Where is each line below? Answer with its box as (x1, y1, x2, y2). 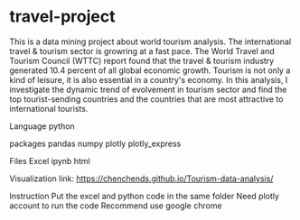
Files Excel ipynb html (9, 155, 90, 166)
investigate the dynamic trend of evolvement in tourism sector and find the (9, 84, 287, 95)
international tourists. (9, 103, 89, 114)
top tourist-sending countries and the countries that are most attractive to (9, 93, 284, 105)
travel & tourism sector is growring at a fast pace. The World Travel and (9, 45, 276, 56)
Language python (9, 120, 75, 132)
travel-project (9, 6, 116, 27)
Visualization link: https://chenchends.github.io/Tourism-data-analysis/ (9, 173, 274, 184)
